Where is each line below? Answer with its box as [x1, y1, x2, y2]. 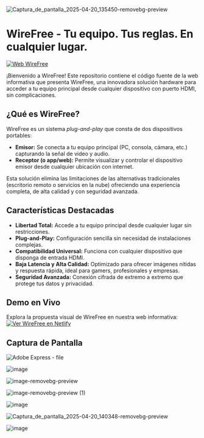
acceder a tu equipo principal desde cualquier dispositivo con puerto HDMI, [6, 85, 197, 92]
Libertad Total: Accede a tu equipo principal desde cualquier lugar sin [15, 221, 192, 228]
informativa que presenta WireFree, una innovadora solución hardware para [6, 78, 197, 85]
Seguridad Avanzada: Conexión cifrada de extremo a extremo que [15, 273, 184, 280]
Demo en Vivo [6, 297, 61, 308]
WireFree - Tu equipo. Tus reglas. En [6, 27, 194, 41]
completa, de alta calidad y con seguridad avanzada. [6, 188, 139, 195]
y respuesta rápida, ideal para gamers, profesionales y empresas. [15, 267, 180, 274]
